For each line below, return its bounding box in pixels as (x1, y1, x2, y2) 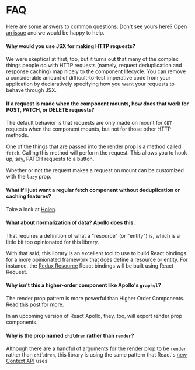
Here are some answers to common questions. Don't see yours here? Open (6, 23, 187, 30)
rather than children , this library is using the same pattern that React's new (6, 351, 187, 358)
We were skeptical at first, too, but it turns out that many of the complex (6, 56, 179, 63)
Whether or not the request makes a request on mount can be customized (6, 167, 184, 174)
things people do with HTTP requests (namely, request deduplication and (6, 62, 182, 69)
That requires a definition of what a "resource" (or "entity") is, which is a (6, 232, 180, 239)
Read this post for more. (6, 301, 64, 308)
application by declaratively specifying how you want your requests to (6, 80, 175, 88)
